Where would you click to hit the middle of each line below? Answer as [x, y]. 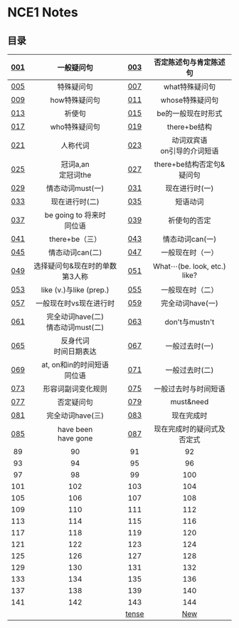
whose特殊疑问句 [190, 100]
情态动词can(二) [75, 252]
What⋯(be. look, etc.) [189, 266]
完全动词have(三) [75, 416]
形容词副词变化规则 [75, 389]
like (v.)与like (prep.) [75, 290]
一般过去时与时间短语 [190, 389]
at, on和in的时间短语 [75, 365]
